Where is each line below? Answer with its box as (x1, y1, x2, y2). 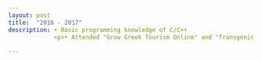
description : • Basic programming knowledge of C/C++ (8, 26, 188, 34)
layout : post (8, 11, 51, 19)
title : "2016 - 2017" (8, 19, 82, 26)
